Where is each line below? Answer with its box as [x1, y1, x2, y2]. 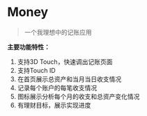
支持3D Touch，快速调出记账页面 [17, 57, 113, 66]
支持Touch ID [17, 66, 56, 74]
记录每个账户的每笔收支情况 [17, 83, 98, 92]
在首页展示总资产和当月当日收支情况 [17, 74, 122, 83]
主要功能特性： [7, 42, 50, 51]
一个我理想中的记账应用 [24, 28, 92, 36]
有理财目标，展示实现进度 [17, 101, 91, 109]
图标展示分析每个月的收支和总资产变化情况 [17, 92, 140, 101]
